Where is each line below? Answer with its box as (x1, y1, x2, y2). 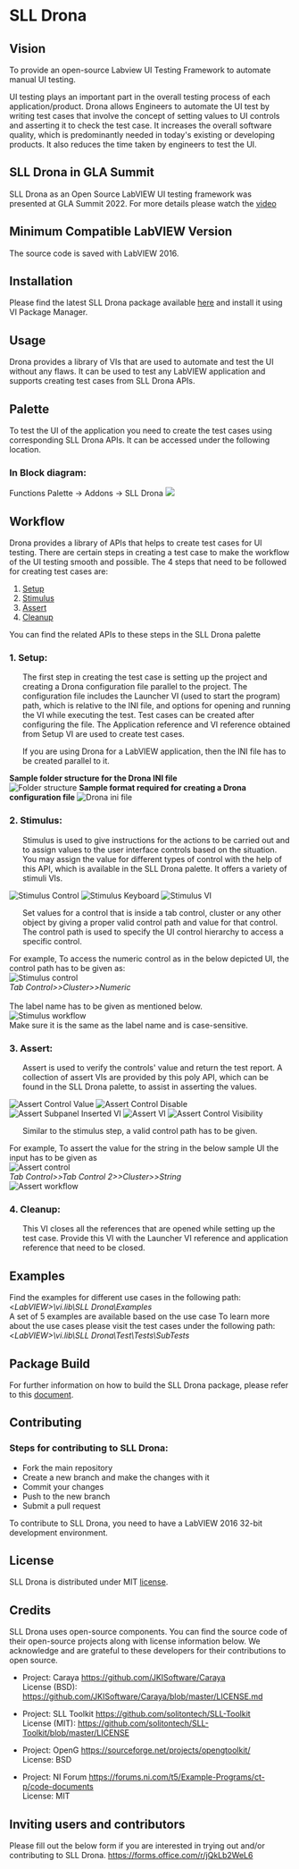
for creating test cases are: (9, 566, 109, 577)
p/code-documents (21, 1781, 94, 1792)
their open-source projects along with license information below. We (9, 1636, 261, 1646)
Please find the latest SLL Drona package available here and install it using (9, 297, 283, 309)
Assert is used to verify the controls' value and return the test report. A (21, 1062, 283, 1073)
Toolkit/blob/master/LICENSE (21, 1728, 129, 1738)
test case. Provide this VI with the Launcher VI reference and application (21, 1233, 288, 1244)
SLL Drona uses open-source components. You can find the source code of (9, 1627, 288, 1637)
